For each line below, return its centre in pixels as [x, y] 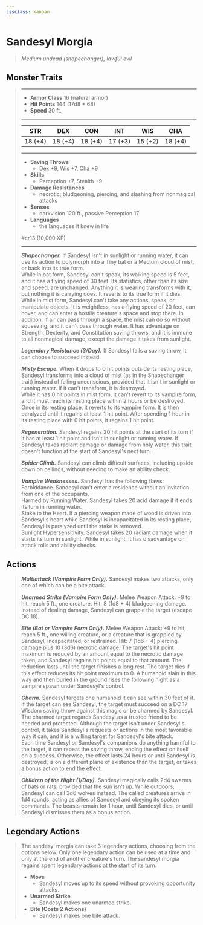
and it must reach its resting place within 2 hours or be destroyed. [103, 401]
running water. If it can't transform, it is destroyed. [83, 388]
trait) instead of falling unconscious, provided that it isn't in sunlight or [108, 382]
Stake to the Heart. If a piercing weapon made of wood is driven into [106, 513]
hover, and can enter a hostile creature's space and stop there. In [102, 313]
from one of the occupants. [55, 494]
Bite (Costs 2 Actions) [58, 909]
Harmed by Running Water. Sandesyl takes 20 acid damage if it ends [106, 500]
